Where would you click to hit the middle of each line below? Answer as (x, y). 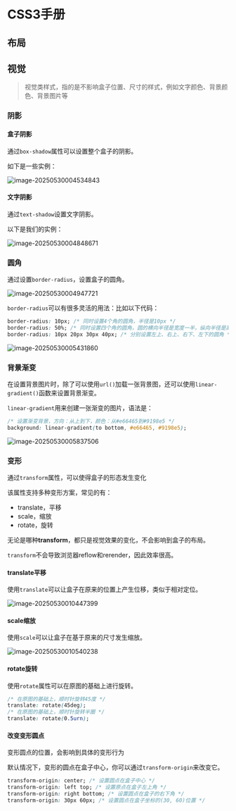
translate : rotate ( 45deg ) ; (47, 705)
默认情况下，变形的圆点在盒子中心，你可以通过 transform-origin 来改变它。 (116, 767)
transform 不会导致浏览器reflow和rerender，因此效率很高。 (92, 555)
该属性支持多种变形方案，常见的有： (60, 492)
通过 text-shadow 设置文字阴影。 (52, 214)
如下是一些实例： (32, 166)
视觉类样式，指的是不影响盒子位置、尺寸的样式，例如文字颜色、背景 (123, 87)
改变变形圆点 (26, 735)
